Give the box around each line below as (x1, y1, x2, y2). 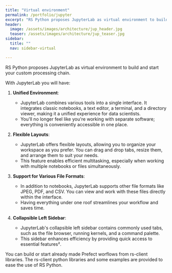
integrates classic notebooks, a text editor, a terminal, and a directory (20, 105, 167, 111)
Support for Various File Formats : (12, 173, 85, 179)
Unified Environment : (12, 89, 59, 95)
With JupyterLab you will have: (5, 80, 71, 86)
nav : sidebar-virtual (10, 46, 56, 51)
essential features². (20, 241, 61, 247)
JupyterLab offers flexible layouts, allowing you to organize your (20, 141, 156, 147)
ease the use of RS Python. (5, 262, 63, 268)
